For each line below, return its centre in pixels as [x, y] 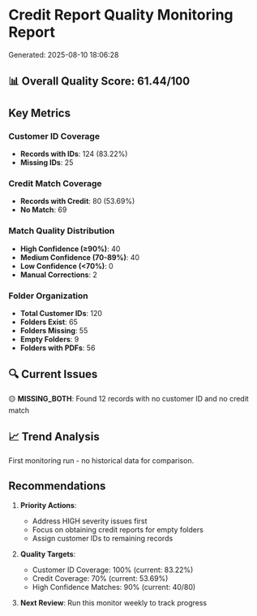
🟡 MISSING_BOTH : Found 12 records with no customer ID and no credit [128, 398]
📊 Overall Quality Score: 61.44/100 [99, 82]
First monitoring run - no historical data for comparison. [101, 460]
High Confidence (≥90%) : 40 [70, 249]
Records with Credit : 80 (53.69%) [77, 202]
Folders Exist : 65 [49, 322]
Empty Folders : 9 [49, 339]
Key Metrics [40, 113]
